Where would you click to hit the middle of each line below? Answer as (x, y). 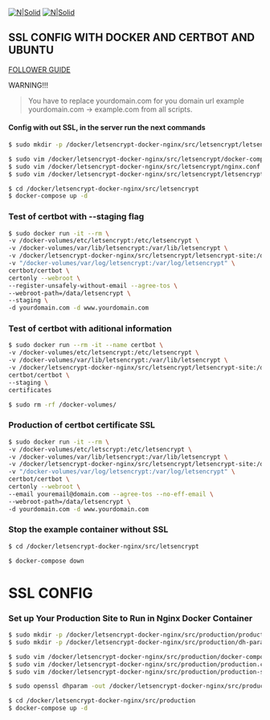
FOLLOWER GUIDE (39, 69)
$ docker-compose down (46, 561)
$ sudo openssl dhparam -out (57, 686)
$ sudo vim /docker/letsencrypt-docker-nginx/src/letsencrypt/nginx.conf (135, 166)
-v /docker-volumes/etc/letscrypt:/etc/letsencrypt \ (100, 449)
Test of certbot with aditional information (90, 329)
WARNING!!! (29, 85)
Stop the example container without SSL (88, 530)
